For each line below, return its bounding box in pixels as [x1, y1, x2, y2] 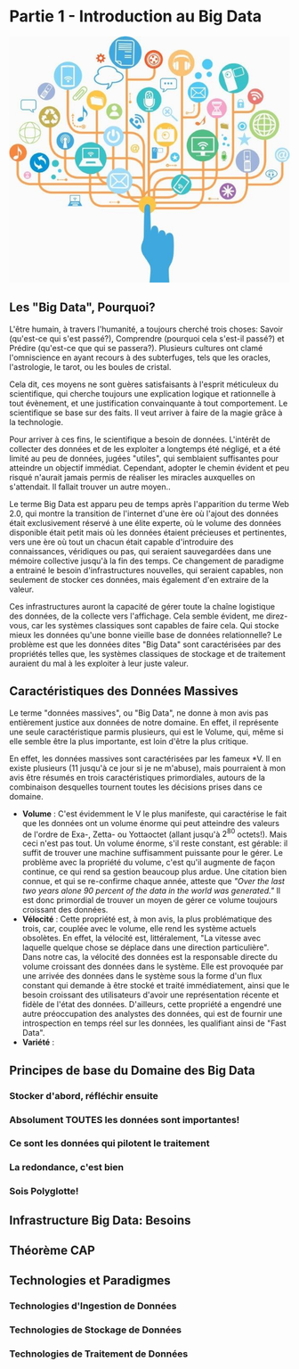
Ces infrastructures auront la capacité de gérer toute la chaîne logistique [9, 601, 276, 611]
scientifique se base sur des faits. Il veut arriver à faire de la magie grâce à [9, 407, 283, 418]
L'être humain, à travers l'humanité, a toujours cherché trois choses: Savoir [9, 324, 284, 334]
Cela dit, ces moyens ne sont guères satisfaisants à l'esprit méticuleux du [9, 379, 279, 389]
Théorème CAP [9, 1243, 95, 1258]
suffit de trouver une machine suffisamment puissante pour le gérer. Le [21, 848, 283, 858]
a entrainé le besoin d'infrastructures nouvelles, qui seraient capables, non [9, 564, 284, 576]
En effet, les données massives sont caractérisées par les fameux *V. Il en [9, 753, 282, 764]
